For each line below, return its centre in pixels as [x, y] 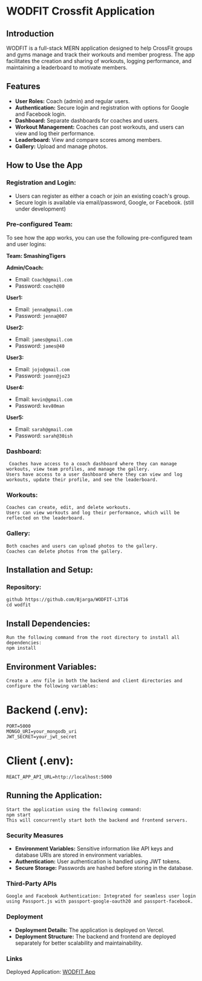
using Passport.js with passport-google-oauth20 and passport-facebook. [100, 902]
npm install [21, 648]
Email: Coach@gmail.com [44, 279]
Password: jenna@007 [41, 315]
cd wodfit [19, 605]
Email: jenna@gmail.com [44, 309]
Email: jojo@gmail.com [42, 369]
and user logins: [26, 244]
